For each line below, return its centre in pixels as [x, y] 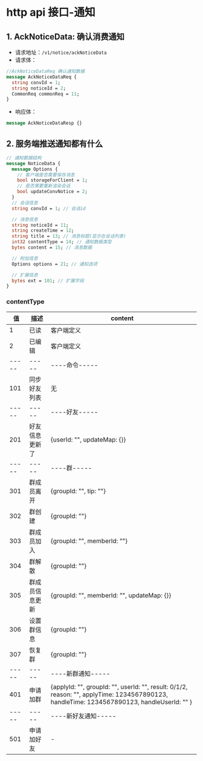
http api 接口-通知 [51, 12]
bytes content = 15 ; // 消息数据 [52, 248]
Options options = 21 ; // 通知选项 [55, 264]
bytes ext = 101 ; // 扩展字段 [48, 281]
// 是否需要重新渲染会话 [44, 186]
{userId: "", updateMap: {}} [88, 439]
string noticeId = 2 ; [39, 88]
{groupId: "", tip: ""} [78, 491]
